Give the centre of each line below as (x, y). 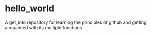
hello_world (30, 9)
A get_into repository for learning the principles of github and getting (76, 22)
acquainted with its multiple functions (44, 27)
